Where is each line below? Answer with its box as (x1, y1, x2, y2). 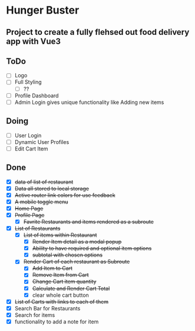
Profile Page (14, 211, 45, 218)
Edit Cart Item (14, 145, 48, 152)
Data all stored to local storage (14, 185, 90, 192)
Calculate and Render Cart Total (32, 284, 110, 292)
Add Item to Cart (32, 265, 72, 272)
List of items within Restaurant (23, 231, 97, 239)
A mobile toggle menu (14, 198, 68, 205)
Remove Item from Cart (32, 271, 90, 278)
